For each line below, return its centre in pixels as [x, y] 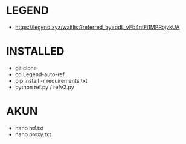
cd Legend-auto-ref [40, 74]
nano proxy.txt [33, 134]
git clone [26, 68]
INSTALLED [35, 51]
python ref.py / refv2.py [44, 87]
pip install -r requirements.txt [51, 80]
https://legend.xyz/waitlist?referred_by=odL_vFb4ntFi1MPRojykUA [97, 27]
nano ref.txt [29, 128]
